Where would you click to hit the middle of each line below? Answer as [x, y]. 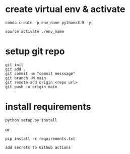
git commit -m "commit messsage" [40, 73]
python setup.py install [31, 120]
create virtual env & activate [65, 9]
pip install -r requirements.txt [40, 139]
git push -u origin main [31, 87]
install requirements [48, 107]
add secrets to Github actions [38, 147]
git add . [16, 69]
